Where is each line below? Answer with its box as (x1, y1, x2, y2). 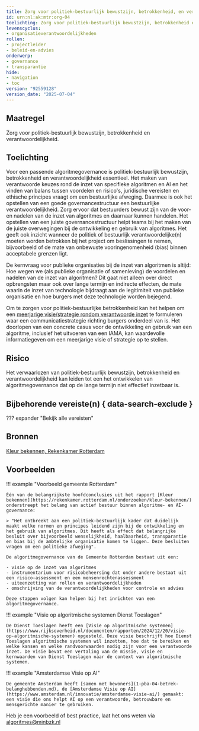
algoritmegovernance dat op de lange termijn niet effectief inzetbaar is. (6, 382, 180, 389)
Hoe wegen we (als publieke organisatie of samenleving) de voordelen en (6, 268, 185, 275)
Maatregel (6, 113, 45, 123)
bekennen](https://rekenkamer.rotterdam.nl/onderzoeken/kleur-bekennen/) (6, 497, 192, 503)
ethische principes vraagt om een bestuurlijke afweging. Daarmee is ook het (6, 193, 192, 200)
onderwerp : (6, 53, 33, 59)
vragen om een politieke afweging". (6, 544, 97, 550)
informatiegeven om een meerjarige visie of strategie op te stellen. (6, 336, 169, 343)
